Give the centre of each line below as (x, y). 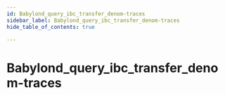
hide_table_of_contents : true (51, 27)
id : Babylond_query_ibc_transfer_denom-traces (76, 14)
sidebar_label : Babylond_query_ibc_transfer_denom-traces (93, 20)
